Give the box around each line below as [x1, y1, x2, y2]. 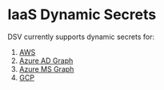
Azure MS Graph [18, 64, 74, 73]
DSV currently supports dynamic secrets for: [7, 32, 155, 41]
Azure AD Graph [18, 56, 74, 65]
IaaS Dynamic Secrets [7, 6, 157, 24]
